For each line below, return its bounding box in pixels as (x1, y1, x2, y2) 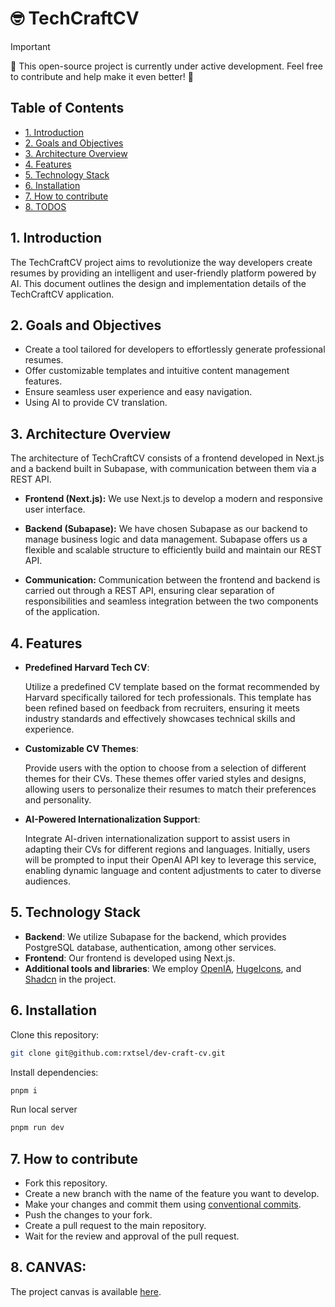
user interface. (24, 503, 86, 516)
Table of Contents (10, 100, 125, 117)
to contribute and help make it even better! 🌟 (10, 70, 194, 82)
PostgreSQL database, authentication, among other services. (24, 941, 277, 953)
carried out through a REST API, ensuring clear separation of (24, 585, 275, 597)
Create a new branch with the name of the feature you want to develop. (24, 1188, 320, 1200)
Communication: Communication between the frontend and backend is (24, 574, 321, 586)
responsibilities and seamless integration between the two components (24, 595, 319, 607)
